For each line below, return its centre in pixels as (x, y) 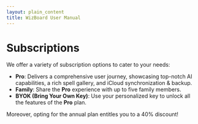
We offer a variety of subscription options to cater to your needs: (88, 65)
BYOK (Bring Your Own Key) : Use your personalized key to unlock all (103, 96)
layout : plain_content (35, 12)
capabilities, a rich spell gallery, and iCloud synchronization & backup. (104, 83)
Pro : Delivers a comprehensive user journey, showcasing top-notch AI (104, 76)
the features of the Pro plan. (51, 103)
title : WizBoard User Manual (44, 18)
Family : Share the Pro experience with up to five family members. (98, 90)
